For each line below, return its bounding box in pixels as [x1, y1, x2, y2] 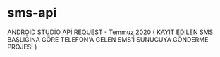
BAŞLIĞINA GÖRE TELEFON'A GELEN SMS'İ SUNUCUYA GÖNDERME [7, 35, 209, 43]
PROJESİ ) [7, 42, 37, 51]
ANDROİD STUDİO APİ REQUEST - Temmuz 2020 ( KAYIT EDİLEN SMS [7, 28, 214, 36]
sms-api [7, 5, 57, 21]
